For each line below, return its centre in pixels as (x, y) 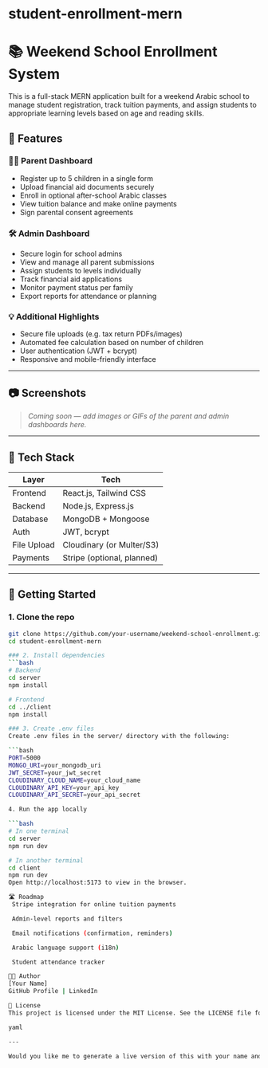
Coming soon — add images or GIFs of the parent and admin (128, 416)
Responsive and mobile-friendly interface (88, 359)
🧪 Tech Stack (41, 457)
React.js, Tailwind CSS (104, 493)
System (34, 75)
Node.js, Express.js (98, 506)
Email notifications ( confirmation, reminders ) (92, 933)
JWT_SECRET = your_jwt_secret (55, 773)
